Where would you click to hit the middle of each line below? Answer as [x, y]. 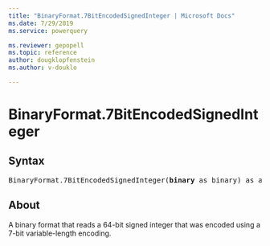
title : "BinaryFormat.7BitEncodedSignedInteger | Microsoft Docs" [122, 16]
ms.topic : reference [43, 53]
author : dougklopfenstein [51, 60]
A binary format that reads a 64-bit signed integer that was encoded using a [135, 224]
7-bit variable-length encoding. [60, 233]
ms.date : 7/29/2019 [41, 23]
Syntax [27, 161]
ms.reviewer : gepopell [46, 45]
